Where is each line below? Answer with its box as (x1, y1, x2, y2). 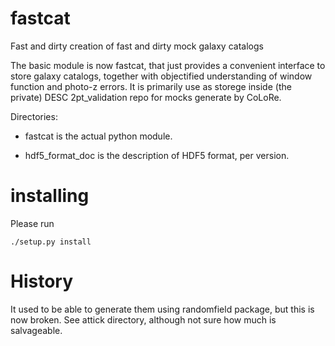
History (10, 270, 74, 293)
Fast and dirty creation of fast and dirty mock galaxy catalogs (10, 40, 264, 52)
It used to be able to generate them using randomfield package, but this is (10, 303, 315, 315)
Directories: (10, 110, 58, 122)
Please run (10, 217, 55, 229)
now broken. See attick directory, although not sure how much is (10, 313, 277, 326)
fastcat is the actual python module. (24, 130, 173, 142)
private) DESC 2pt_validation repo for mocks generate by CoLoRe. (10, 91, 282, 103)
